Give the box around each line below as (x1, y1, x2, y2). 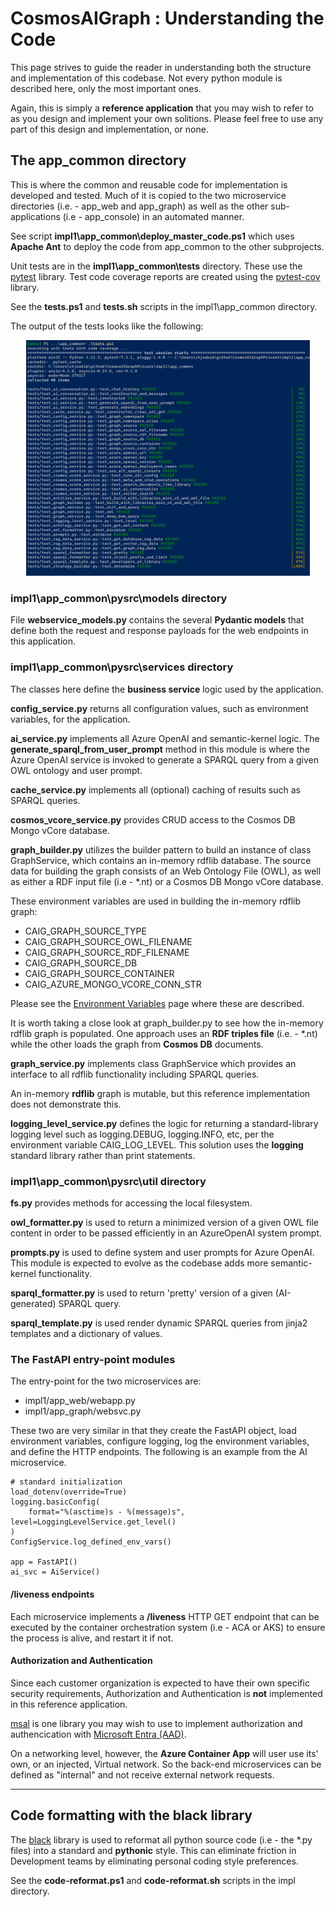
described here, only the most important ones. (10, 82, 202, 94)
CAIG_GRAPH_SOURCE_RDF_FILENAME (24, 946, 190, 958)
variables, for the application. (10, 713, 131, 725)
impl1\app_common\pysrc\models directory (10, 592, 228, 606)
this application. (10, 635, 77, 647)
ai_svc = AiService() (10, 1567, 101, 1577)
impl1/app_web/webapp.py (24, 1395, 136, 1407)
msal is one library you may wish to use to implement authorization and (10, 1717, 303, 1729)
